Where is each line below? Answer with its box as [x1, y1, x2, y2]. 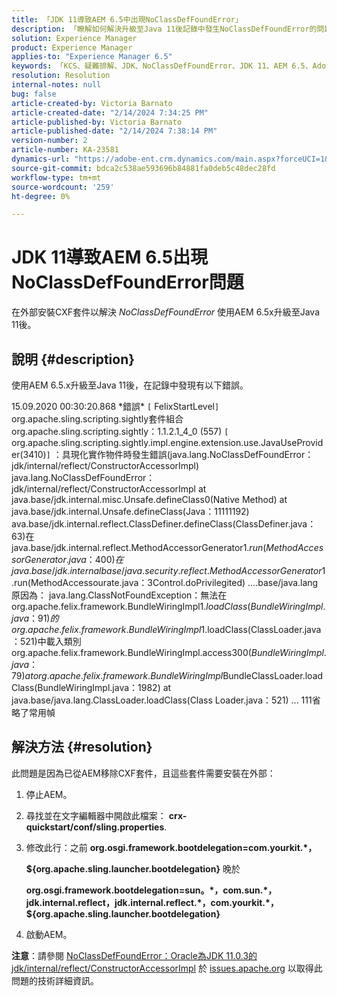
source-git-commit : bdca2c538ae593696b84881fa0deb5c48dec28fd [11, 163, 276, 173]
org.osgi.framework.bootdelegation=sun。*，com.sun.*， [25, 884, 278, 896]
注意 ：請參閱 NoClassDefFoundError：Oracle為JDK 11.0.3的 [11, 949, 258, 961]
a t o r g [24, 670, 48, 681]
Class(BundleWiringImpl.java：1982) [11, 682, 161, 693]
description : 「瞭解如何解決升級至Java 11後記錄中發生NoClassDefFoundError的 [11, 24, 318, 34]
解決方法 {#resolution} [11, 739, 153, 756]
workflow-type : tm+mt [11, 172, 102, 183]
